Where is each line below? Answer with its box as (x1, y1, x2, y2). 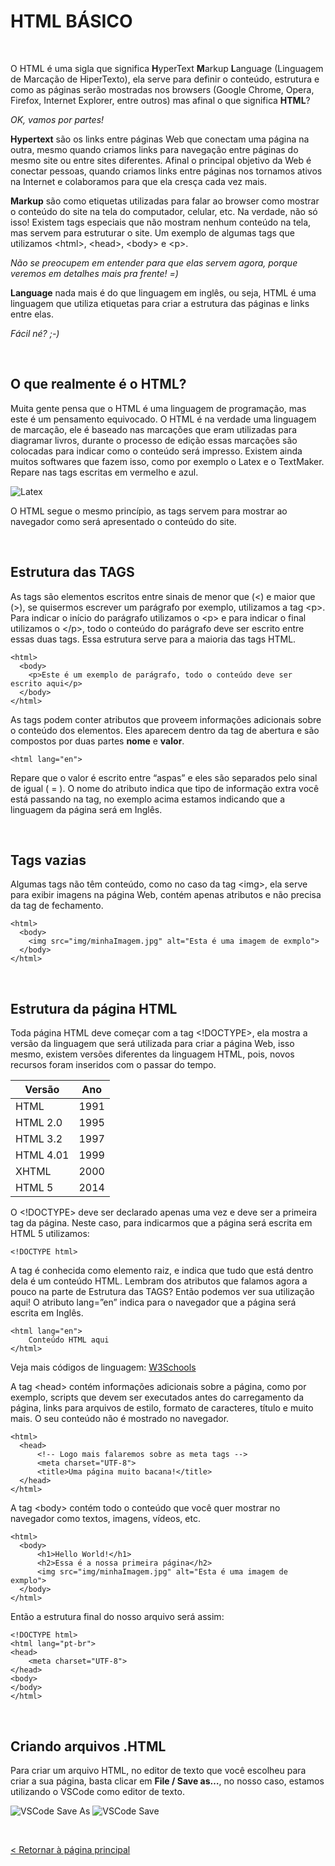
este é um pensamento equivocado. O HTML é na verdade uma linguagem (10, 413, 317, 425)
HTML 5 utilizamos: (10, 1228, 90, 1240)
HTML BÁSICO (10, 10, 133, 33)
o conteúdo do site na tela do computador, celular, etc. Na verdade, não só (10, 205, 318, 217)
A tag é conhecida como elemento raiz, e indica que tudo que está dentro (10, 1265, 314, 1277)
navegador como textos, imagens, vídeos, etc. (10, 1513, 201, 1525)
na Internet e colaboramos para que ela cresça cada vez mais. (10, 175, 267, 187)
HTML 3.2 (15, 1132, 63, 1146)
